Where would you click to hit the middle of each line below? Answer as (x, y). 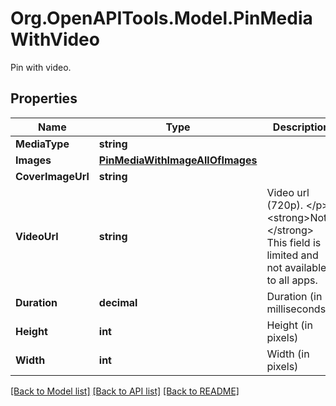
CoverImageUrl (52, 176)
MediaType (42, 144)
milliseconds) (298, 309)
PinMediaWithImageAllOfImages (178, 160)
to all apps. (292, 280)
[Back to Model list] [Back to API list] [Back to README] (125, 391)
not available (296, 267)
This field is (294, 242)
